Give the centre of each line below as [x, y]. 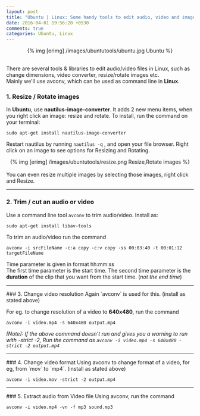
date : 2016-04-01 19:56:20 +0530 [48, 23]
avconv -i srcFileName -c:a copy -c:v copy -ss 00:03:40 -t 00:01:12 [94, 248]
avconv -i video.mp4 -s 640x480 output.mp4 [61, 323]
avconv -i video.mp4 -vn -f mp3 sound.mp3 [60, 407]
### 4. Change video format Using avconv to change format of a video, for [98, 362]
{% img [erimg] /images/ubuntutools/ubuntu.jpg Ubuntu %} [100, 51]
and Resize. [21, 181]
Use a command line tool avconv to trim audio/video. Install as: [82, 215]
